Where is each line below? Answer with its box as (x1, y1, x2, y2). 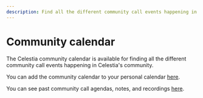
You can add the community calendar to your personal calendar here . (6, 73, 181, 80)
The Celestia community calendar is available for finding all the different (6, 55, 187, 62)
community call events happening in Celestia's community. (6, 61, 154, 68)
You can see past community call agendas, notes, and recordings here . (6, 85, 185, 92)
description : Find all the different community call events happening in (6, 8, 198, 15)
